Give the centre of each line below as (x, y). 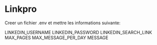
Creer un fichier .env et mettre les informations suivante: (63, 23)
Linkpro (21, 9)
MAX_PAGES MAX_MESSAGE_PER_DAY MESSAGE (57, 38)
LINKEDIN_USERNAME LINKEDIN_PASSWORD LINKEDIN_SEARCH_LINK (78, 32)
